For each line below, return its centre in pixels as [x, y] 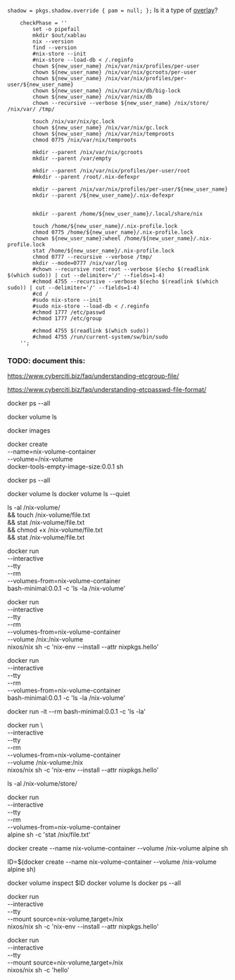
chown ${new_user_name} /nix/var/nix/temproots [103, 134]
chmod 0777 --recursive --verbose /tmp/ [93, 257]
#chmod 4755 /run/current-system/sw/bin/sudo [101, 337]
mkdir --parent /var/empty [72, 158]
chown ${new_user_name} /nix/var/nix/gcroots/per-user [115, 72]
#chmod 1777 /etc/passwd [69, 312]
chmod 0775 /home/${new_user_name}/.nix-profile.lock [113, 232]
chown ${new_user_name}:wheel [77, 238]
